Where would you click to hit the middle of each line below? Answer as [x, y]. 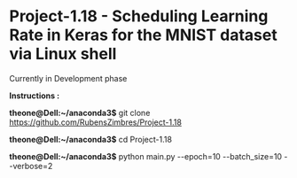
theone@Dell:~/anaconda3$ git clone [80, 112]
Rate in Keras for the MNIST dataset [143, 35]
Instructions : [35, 96]
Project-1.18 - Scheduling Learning [139, 16]
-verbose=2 [31, 166]
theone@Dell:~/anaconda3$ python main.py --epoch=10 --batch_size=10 [145, 156]
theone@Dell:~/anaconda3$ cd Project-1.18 [91, 139]
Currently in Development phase [68, 78]
